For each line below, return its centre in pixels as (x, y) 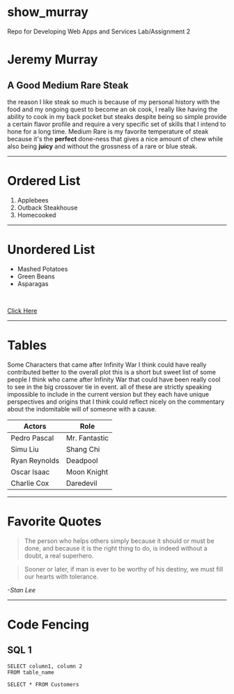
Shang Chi (83, 449)
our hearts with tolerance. (61, 576)
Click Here (22, 310)
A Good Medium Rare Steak (68, 85)
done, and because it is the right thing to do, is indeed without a (116, 548)
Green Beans (36, 276)
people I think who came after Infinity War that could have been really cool (114, 379)
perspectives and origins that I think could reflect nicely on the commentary (116, 402)
